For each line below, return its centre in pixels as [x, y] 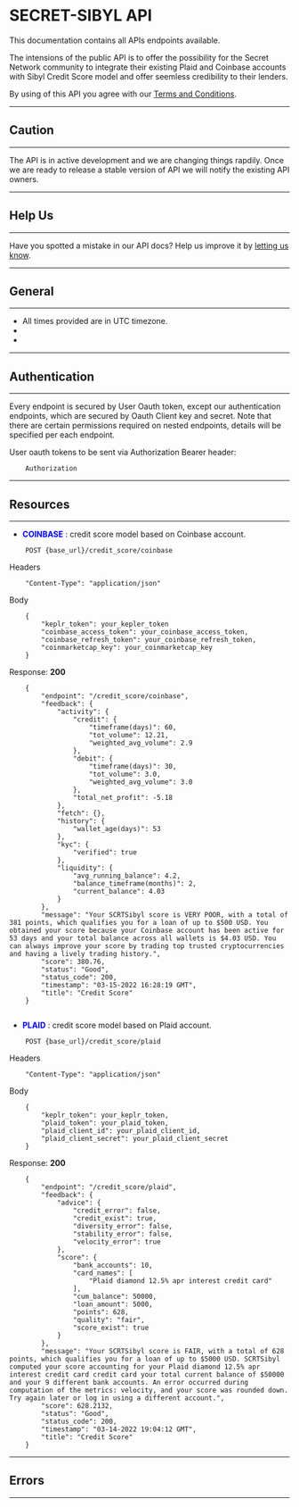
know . [20, 254]
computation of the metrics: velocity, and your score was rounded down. [149, 1390]
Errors [27, 1481]
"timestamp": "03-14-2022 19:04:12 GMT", [119, 1429]
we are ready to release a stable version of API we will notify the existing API [149, 170]
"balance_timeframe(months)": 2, [135, 884]
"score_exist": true [111, 1328]
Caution [32, 130]
